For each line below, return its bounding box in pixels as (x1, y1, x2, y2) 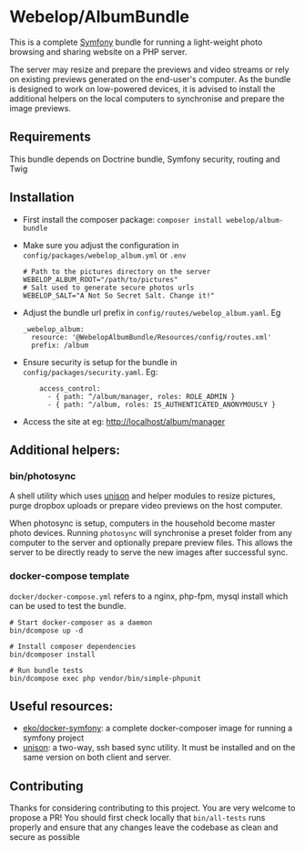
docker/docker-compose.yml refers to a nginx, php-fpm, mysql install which (9, 591, 289, 602)
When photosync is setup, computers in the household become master (9, 518, 276, 529)
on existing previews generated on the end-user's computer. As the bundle (9, 73, 291, 84)
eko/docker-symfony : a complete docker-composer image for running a (22, 723, 293, 734)
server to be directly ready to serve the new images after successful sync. (9, 547, 289, 558)
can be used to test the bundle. (9, 600, 127, 611)
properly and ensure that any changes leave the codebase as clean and (9, 822, 279, 833)
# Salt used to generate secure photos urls (22, 283, 195, 292)
